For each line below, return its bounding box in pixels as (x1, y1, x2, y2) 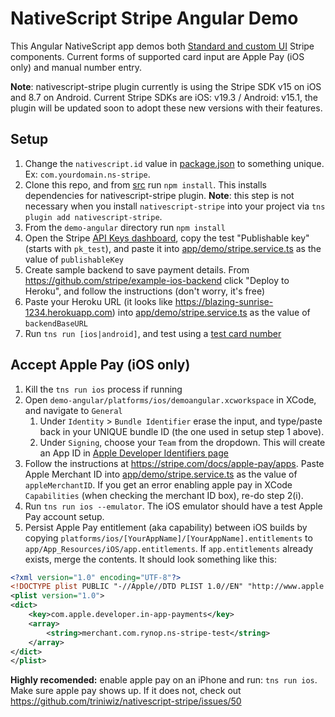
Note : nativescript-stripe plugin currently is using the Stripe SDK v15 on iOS (10, 80, 322, 92)
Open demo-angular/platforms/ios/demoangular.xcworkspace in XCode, (24, 393, 317, 406)
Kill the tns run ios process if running (24, 383, 183, 395)
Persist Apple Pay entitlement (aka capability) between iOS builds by (24, 521, 308, 533)
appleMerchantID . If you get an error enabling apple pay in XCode (24, 478, 293, 491)
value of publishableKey (24, 253, 124, 265)
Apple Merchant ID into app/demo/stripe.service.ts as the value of (24, 468, 298, 480)
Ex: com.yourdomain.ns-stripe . (24, 168, 151, 180)
